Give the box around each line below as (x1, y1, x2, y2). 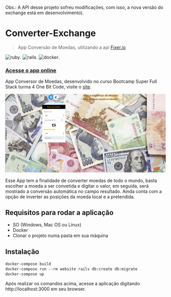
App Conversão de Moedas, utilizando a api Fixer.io (17, 44, 126, 50)
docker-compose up (5, 272, 44, 277)
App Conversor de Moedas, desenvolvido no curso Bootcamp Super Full (5, 78, 157, 84)
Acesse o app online (5, 67, 57, 74)
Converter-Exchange (5, 27, 96, 39)
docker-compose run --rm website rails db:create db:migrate (5, 266, 138, 272)
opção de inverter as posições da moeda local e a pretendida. (5, 193, 135, 200)
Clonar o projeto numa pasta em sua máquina (12, 232, 108, 239)
